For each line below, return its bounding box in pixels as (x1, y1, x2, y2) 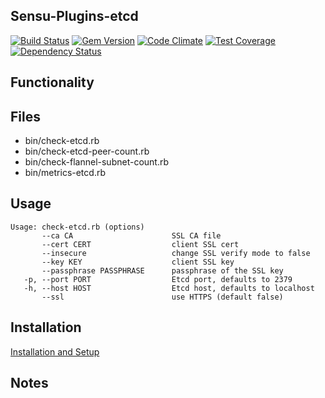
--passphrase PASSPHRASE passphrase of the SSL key (41, 265, 284, 276)
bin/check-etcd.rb (24, 135, 100, 147)
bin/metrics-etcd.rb (24, 167, 106, 179)
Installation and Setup (10, 345, 100, 358)
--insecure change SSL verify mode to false (41, 248, 311, 258)
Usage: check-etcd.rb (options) (10, 222, 145, 232)
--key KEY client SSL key (41, 257, 235, 267)
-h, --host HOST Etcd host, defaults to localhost (23, 283, 315, 293)
